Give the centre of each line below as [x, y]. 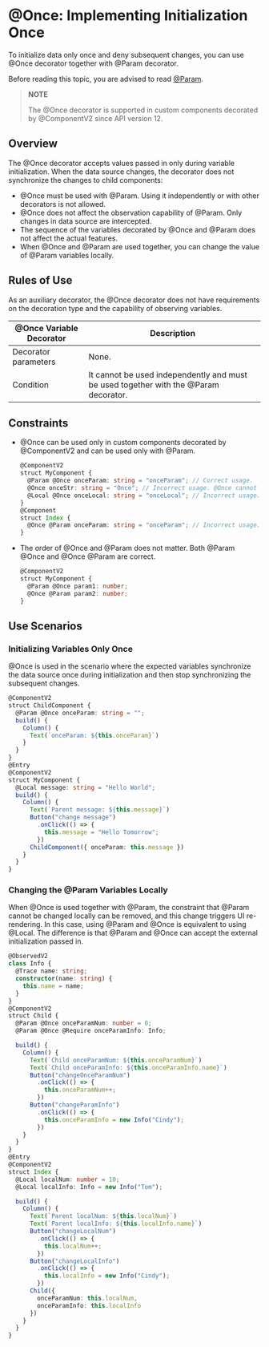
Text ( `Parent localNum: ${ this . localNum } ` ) [103, 1216]
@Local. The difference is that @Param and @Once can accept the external [133, 933]
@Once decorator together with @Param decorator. [93, 63]
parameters [34, 362]
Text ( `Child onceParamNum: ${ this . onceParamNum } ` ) [116, 1060]
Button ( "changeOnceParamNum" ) [80, 1075]
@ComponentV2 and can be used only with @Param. [108, 451]
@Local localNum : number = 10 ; [68, 1179]
